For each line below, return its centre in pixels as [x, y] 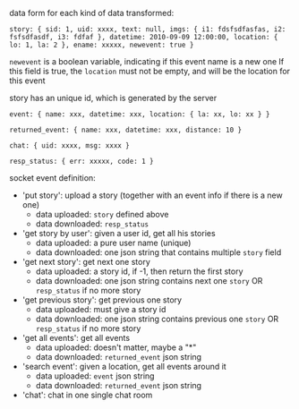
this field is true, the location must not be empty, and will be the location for [150, 71]
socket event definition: [52, 178]
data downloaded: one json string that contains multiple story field [158, 252]
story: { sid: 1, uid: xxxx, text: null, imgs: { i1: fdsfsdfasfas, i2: [148, 30]
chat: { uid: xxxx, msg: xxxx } [69, 146]
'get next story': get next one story [86, 262]
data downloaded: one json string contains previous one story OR [157, 319]
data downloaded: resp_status [92, 224]
